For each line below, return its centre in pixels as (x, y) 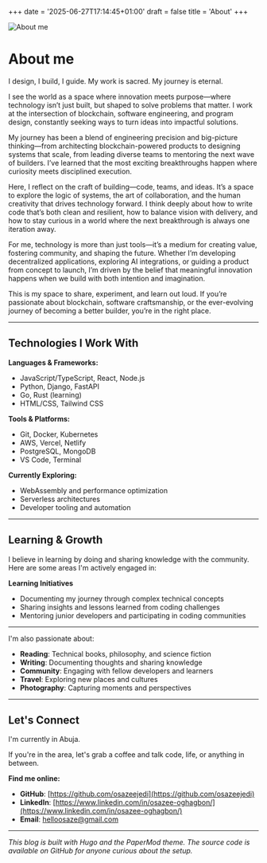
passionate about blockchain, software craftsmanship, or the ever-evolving (131, 302)
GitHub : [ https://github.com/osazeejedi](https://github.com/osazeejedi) (137, 794)
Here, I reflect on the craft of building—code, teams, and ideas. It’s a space (131, 186)
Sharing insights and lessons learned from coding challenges (120, 607)
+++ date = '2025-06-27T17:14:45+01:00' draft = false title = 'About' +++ (128, 12)
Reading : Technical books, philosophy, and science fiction (116, 653)
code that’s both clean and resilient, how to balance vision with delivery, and (133, 212)
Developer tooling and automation (75, 507)
